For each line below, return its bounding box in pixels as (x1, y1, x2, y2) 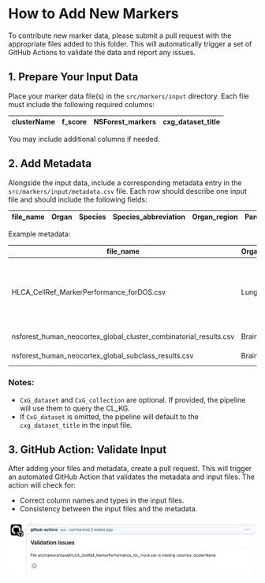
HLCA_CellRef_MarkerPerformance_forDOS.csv (11, 287, 166, 296)
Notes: (8, 377, 35, 388)
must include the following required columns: (8, 99, 155, 109)
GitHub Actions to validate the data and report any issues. (8, 47, 196, 57)
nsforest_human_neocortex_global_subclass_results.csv (11, 351, 194, 361)
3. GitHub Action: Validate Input (8, 443, 167, 456)
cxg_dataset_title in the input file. (19, 420, 132, 429)
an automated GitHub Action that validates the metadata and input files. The (8, 472, 255, 481)
